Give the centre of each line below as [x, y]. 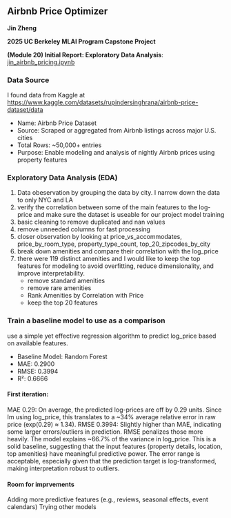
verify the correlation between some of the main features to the [107, 207]
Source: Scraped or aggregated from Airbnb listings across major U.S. [117, 131]
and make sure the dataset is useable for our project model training [129, 215]
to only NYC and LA [45, 200]
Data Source [28, 80]
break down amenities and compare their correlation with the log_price [118, 251]
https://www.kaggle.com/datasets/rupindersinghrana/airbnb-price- [103, 102]
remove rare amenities [59, 288]
